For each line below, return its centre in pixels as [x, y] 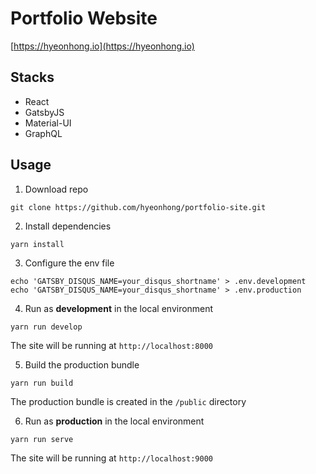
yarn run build [42, 383]
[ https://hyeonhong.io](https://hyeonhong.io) [102, 46]
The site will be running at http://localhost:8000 [111, 345]
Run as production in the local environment [114, 421]
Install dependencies [68, 226]
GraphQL [43, 133]
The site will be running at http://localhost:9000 [111, 458]
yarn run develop [46, 327]
